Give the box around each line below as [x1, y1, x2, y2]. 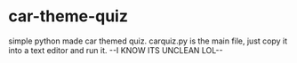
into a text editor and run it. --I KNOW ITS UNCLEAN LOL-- [8, 44, 223, 55]
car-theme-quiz [8, 6, 128, 27]
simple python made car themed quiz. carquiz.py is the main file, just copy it [8, 35, 288, 46]
